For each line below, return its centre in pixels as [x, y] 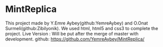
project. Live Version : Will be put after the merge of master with [72, 33]
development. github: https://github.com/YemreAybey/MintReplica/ [75, 39]
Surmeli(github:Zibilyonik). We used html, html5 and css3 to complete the [82, 28]
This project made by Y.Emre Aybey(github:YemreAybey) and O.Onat [77, 23]
